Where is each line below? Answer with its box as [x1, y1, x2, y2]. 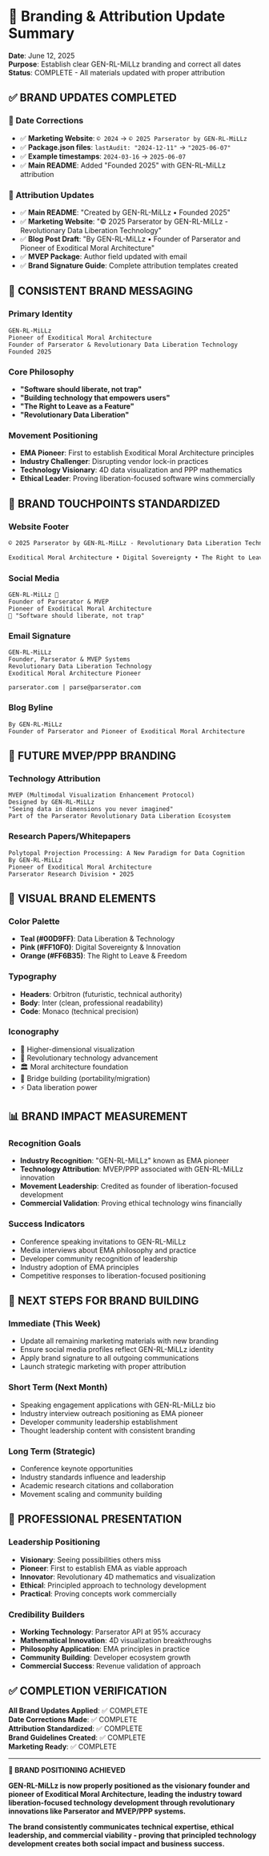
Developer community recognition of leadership [19, 1253, 178, 1263]
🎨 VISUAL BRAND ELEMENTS [8, 891, 156, 905]
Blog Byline [8, 702, 54, 713]
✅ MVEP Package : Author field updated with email [19, 252, 187, 261]
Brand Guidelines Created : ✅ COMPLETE [8, 1733, 147, 1742]
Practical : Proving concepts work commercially [19, 1588, 178, 1598]
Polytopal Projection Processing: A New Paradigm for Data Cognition [8, 849, 246, 857]
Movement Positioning [8, 430, 98, 441]
